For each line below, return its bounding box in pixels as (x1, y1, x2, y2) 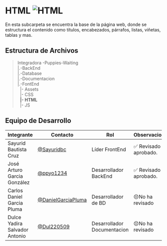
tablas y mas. (5, 32, 33, 38)
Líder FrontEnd (91, 146, 126, 153)
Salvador (7, 226, 29, 233)
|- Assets (19, 86, 39, 92)
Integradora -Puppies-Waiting (17, 60, 79, 66)
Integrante (7, 131, 33, 138)
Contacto (51, 131, 74, 138)
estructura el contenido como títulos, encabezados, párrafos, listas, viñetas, (5, 26, 161, 32)
